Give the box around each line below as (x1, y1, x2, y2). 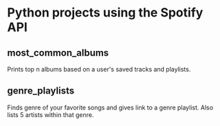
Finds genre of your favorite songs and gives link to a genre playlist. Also (7, 103, 214, 112)
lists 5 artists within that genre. (7, 110, 94, 118)
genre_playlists (7, 85, 75, 97)
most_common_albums (7, 47, 109, 59)
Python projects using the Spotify (7, 5, 203, 21)
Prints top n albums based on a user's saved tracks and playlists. (7, 65, 191, 73)
